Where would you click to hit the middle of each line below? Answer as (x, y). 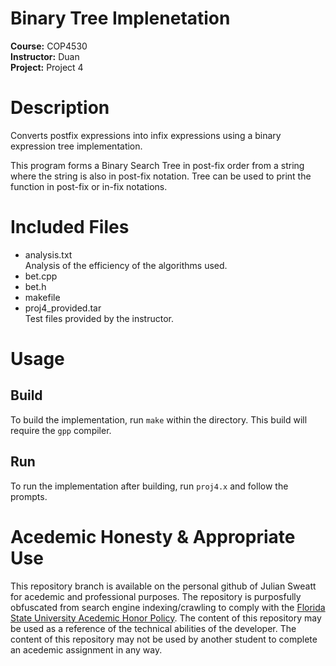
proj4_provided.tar (63, 308)
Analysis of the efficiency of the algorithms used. (126, 265)
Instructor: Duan (45, 56)
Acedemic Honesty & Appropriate (153, 536)
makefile (42, 297)
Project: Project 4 (47, 67)
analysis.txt (48, 254)
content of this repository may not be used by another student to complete (164, 639)
